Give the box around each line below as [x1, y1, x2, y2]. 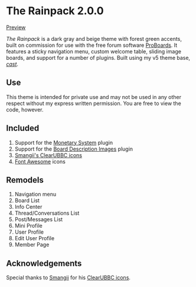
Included [6, 123, 40, 133]
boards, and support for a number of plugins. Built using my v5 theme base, [6, 54, 191, 61]
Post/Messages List [14, 216, 63, 223]
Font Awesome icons [14, 158, 66, 165]
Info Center [14, 203, 43, 211]
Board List [14, 197, 40, 204]
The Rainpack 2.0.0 [6, 4, 104, 18]
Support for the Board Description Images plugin [14, 145, 133, 152]
